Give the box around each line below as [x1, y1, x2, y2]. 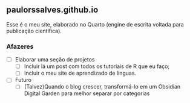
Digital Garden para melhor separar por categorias [24, 90, 150, 97]
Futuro [15, 76, 32, 84]
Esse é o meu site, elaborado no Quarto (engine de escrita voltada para [6, 20, 185, 28]
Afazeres [6, 42, 34, 51]
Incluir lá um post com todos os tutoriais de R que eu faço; [24, 63, 170, 70]
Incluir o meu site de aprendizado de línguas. [24, 69, 137, 77]
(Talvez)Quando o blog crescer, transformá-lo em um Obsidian [24, 83, 181, 90]
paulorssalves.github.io [6, 5, 99, 15]
